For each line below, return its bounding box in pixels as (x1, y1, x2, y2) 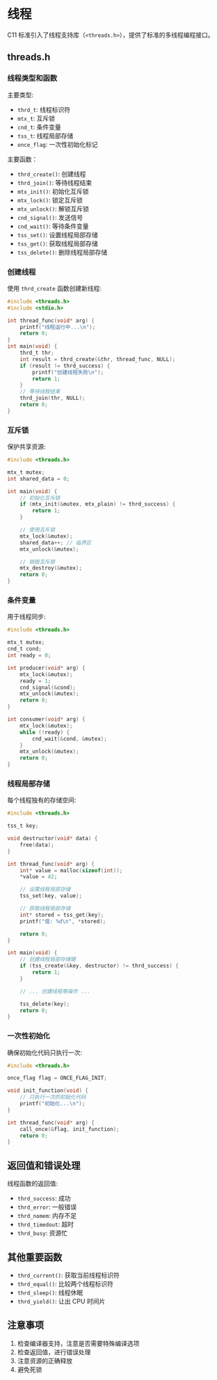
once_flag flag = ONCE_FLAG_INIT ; (7, 1075, 108, 1082)
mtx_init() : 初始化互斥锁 (17, 187, 89, 195)
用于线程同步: (7, 613, 47, 621)
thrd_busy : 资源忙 (17, 1229, 68, 1237)
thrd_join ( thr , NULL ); (19, 394, 86, 402)
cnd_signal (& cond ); (19, 684, 77, 691)
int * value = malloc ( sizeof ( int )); (19, 867, 123, 874)
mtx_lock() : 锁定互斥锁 (17, 195, 83, 204)
